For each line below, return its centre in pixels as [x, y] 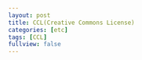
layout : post [29, 15]
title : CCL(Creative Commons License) [71, 23]
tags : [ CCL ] [27, 37]
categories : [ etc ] [38, 30]
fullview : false [35, 44]
